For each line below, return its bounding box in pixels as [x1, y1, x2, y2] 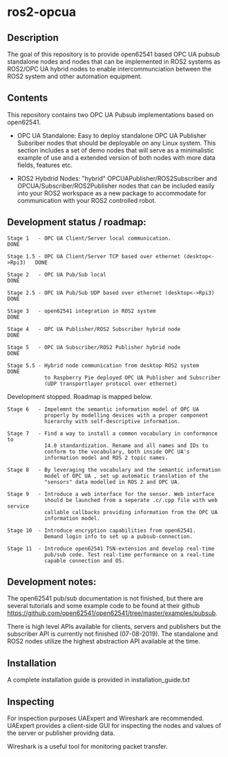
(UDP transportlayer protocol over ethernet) [44, 380, 178, 387]
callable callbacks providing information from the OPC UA [44, 508, 218, 516]
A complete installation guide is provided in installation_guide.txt [7, 676, 190, 684]
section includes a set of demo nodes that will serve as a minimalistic [17, 146, 214, 154]
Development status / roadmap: [7, 216, 146, 229]
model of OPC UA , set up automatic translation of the [44, 472, 209, 479]
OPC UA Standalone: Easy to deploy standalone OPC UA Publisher [17, 131, 207, 139]
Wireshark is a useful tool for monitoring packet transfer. [7, 742, 168, 751]
